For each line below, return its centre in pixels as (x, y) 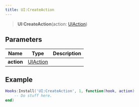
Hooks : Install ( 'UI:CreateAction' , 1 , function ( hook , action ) (70, 91)
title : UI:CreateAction (30, 10)
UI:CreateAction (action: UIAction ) (52, 24)
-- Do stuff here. (33, 96)
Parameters (24, 40)
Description (67, 54)
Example (19, 79)
